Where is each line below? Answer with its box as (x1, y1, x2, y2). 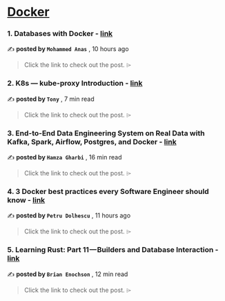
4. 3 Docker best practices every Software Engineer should (7, 187, 209, 196)
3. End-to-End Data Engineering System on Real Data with (7, 128, 205, 138)
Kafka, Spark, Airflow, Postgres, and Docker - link (7, 137, 177, 146)
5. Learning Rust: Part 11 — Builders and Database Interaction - (7, 245, 219, 255)
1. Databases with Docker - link (7, 29, 113, 39)
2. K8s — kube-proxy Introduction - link (7, 79, 143, 88)
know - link (7, 195, 46, 204)
